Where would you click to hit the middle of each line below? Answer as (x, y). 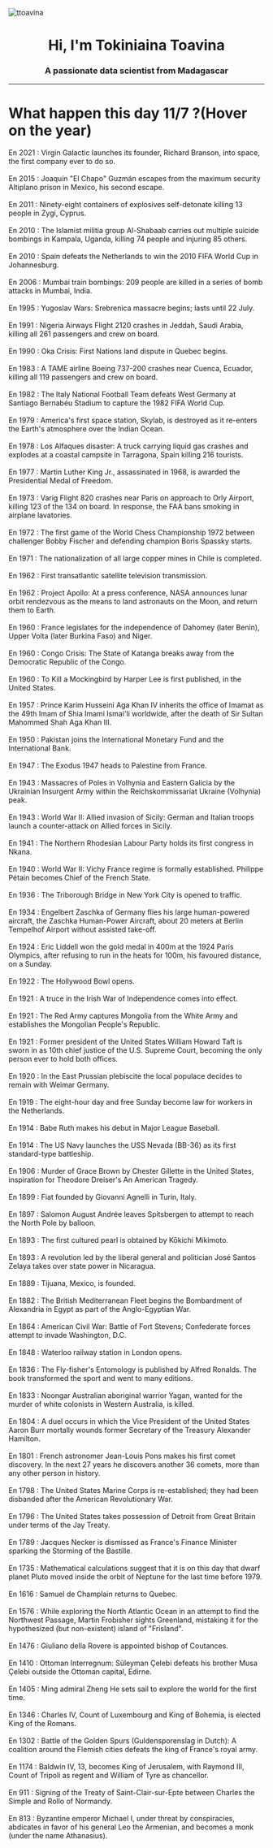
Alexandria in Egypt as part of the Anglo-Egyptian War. (100, 1309)
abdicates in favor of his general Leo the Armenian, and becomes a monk (131, 1827)
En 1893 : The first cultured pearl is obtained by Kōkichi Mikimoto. (119, 1240)
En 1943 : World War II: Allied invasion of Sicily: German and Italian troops (131, 817)
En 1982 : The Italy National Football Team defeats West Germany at (122, 395)
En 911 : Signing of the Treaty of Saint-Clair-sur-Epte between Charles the (132, 1793)
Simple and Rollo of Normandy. (60, 1801)
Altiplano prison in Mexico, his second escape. (87, 188)
